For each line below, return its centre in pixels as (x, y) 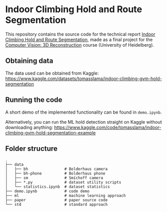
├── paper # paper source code (57, 200)
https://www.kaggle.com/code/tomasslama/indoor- (108, 127)
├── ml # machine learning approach (65, 196)
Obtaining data (29, 61)
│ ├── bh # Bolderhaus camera (57, 169)
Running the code (34, 100)
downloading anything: (29, 127)
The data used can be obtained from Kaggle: (52, 73)
